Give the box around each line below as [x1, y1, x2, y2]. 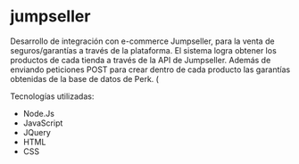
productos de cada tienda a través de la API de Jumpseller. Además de [10, 54, 271, 65]
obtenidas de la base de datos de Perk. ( [10, 73, 160, 84]
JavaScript [22, 118, 63, 128]
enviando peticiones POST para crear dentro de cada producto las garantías [10, 64, 291, 75]
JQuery [22, 127, 52, 137]
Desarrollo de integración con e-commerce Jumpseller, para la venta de [10, 36, 275, 46]
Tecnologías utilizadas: [10, 91, 95, 102]
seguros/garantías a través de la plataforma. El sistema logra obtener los [10, 45, 278, 55]
